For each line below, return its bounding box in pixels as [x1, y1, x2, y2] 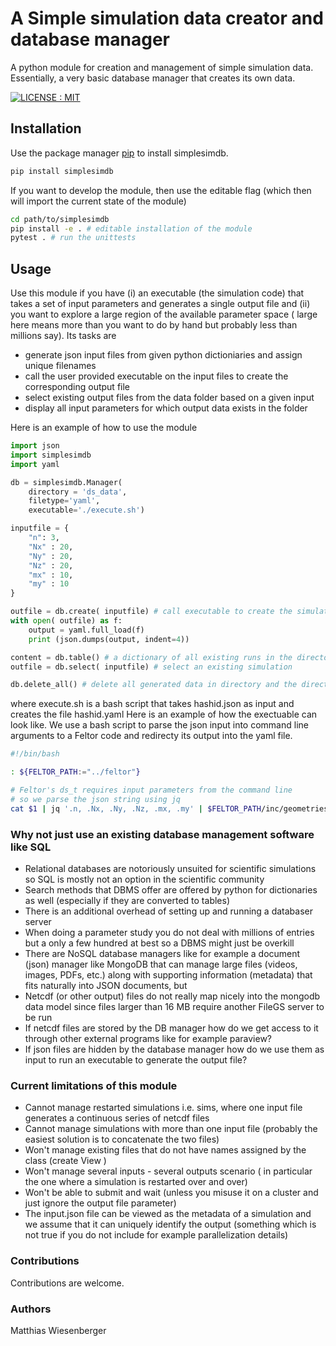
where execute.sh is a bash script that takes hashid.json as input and [10, 698, 295, 710]
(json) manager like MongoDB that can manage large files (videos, [24, 958, 298, 970]
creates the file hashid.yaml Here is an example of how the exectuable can [10, 708, 318, 721]
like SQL [10, 840, 52, 854]
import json [10, 441, 60, 451]
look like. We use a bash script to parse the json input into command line [10, 719, 309, 731]
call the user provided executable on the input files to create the [24, 370, 289, 382]
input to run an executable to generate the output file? [24, 1053, 248, 1066]
